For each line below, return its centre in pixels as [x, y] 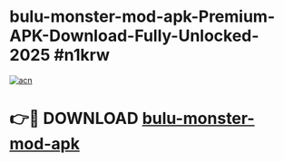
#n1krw [82, 55]
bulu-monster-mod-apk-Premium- [142, 17]
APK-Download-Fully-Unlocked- [134, 36]
